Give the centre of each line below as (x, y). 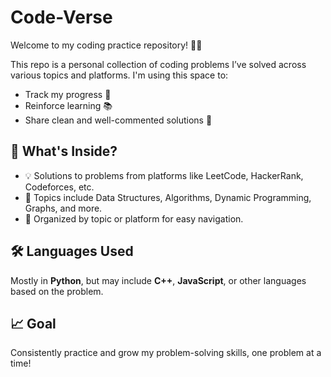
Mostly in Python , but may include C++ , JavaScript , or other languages (158, 280)
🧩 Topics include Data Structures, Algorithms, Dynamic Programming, (168, 197)
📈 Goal (33, 323)
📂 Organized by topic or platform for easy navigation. (134, 218)
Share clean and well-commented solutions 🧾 (118, 120)
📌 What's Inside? (64, 151)
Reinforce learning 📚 (68, 105)
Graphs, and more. (63, 208)
